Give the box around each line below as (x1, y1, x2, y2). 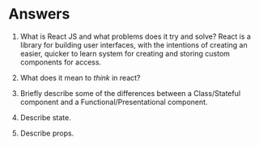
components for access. (19, 57, 102, 67)
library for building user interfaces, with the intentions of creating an (19, 40, 248, 49)
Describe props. (19, 128, 74, 138)
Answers (8, 5, 70, 23)
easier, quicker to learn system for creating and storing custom (19, 48, 231, 58)
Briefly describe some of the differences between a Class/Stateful (19, 88, 241, 98)
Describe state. (19, 112, 71, 122)
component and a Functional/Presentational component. (19, 97, 208, 106)
